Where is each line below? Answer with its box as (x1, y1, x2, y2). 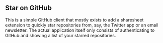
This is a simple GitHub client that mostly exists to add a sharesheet (5, 17, 144, 22)
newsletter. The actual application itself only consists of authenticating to (5, 27, 155, 33)
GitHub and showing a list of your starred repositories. (5, 32, 116, 38)
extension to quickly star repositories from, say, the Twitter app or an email (5, 22, 159, 28)
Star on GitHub (5, 4, 52, 12)
